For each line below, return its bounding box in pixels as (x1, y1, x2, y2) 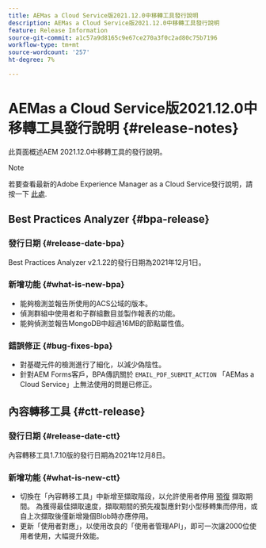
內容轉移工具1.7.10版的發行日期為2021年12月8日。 (8, 450, 170, 460)
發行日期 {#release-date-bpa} (8, 238, 125, 249)
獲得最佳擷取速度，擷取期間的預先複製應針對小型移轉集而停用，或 (42, 501, 258, 512)
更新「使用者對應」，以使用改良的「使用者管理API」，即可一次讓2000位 (19, 521, 250, 531)
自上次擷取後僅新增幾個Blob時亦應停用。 (19, 512, 153, 521)
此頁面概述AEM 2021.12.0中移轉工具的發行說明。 (8, 147, 167, 156)
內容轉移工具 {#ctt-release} (8, 405, 146, 419)
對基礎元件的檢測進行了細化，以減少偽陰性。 (19, 360, 166, 370)
